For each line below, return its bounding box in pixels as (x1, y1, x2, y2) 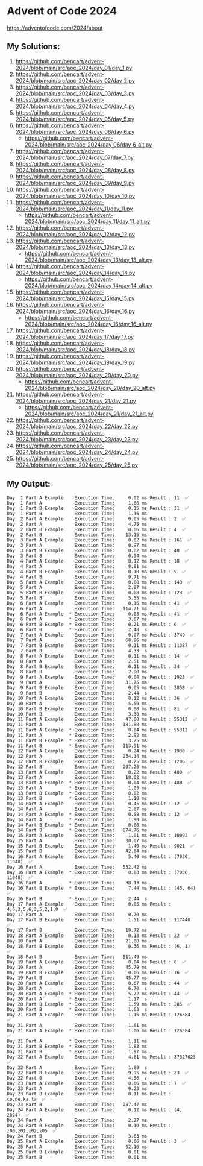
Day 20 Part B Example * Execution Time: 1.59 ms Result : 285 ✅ (7, 1001, 192, 1007)
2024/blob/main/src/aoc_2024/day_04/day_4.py (15, 102, 135, 110)
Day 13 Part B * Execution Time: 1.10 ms (7, 795, 148, 801)
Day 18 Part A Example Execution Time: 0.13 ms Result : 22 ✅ (7, 933, 189, 939)
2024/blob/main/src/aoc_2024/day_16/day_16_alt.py (24, 320, 152, 327)
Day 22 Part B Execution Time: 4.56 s (7, 1075, 148, 1081)
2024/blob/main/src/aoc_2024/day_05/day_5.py (15, 115, 135, 122)
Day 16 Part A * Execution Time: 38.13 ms (7, 880, 148, 886)
